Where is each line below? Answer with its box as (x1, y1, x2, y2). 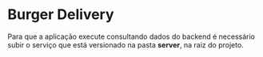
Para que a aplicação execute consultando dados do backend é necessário (7, 32, 255, 41)
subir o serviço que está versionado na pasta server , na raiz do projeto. (7, 40, 245, 49)
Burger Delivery (7, 6, 114, 24)
